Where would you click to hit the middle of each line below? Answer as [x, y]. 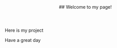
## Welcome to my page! [85, 7]
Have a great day [23, 40]
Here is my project [24, 30]
